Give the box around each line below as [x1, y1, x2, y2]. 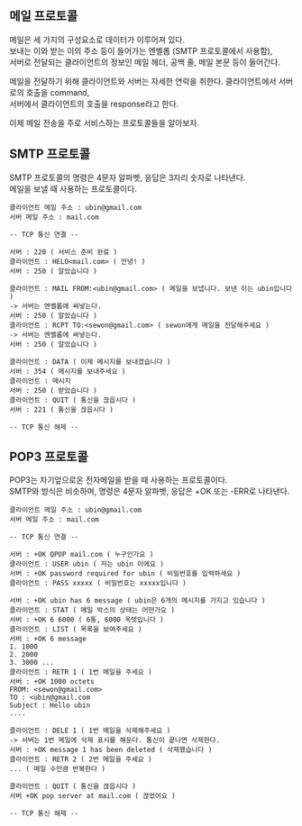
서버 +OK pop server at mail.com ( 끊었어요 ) [9, 792, 176, 801]
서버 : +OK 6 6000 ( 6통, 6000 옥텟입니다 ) [9, 615, 164, 624]
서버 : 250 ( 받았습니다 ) [9, 386, 97, 395]
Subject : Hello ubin [9, 701, 91, 710]
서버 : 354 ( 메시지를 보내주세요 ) [9, 367, 126, 376]
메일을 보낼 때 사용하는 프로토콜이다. [9, 183, 137, 194]
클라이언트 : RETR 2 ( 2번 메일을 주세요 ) [9, 755, 152, 764]
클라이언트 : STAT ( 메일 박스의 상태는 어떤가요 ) [9, 606, 176, 615]
